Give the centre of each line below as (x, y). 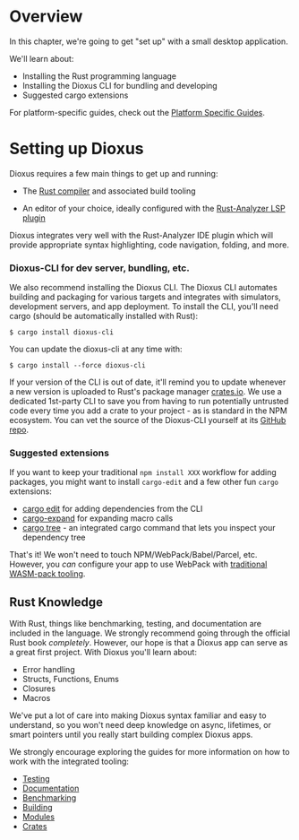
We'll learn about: (42, 58)
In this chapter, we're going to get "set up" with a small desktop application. (149, 41)
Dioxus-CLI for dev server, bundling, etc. (99, 268)
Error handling (48, 670)
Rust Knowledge (56, 602)
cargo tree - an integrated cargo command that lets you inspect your (149, 528)
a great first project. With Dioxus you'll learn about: (103, 653)
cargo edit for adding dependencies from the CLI (112, 509)
